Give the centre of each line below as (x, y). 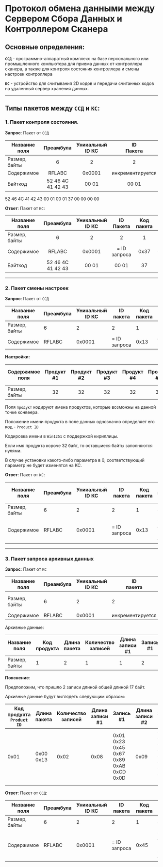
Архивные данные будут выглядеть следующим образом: (65, 697)
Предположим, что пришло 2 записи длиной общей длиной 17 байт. (75, 687)
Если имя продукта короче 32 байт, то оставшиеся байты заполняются (79, 445)
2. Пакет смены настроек (37, 288)
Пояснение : (18, 678)
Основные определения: (45, 47)
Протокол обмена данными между (80, 8)
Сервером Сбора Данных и (64, 19)
